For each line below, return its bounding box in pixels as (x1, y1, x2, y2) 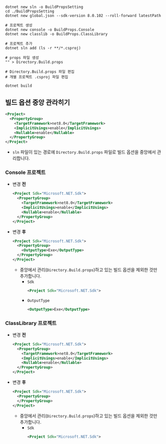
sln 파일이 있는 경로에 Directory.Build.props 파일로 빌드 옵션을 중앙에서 (12, 149, 156, 155)
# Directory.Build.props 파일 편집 (5, 69, 75, 74)
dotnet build (5, 83, 32, 89)
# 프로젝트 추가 (5, 41, 33, 46)
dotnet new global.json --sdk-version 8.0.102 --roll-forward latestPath (5, 13, 162, 18)
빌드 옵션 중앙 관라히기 (5, 98, 71, 107)
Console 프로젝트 (5, 169, 46, 176)
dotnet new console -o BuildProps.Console (5, 27, 94, 32)
